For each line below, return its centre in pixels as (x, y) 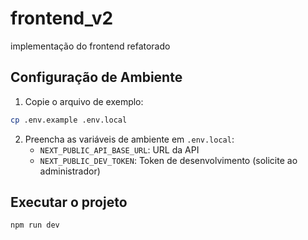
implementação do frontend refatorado (90, 46)
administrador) (70, 171)
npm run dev (35, 225)
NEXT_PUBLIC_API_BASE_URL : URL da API (119, 149)
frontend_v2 (62, 18)
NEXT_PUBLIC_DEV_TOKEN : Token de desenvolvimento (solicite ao (168, 160)
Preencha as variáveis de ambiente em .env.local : (129, 139)
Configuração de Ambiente (96, 77)
